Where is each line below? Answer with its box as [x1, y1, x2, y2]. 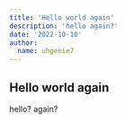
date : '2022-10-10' [9, 30, 83, 39]
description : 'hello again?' [9, 22, 119, 31]
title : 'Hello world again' [9, 13, 115, 22]
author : [9, 38, 39, 48]
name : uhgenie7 [17, 47, 75, 56]
